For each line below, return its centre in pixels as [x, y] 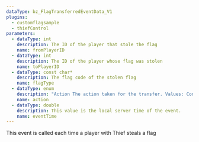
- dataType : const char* [42, 72]
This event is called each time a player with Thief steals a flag [81, 133]
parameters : [21, 34]
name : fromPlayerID [41, 50]
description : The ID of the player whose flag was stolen [90, 61]
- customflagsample [36, 22]
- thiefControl [30, 28]
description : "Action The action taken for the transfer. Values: [100, 94]
